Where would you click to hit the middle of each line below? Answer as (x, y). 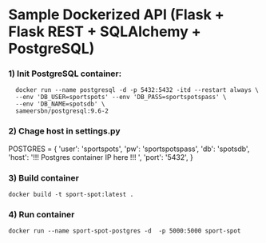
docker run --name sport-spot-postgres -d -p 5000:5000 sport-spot (125, 231)
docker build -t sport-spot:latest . (71, 195)
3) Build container (44, 177)
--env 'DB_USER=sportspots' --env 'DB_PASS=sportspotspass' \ (121, 98)
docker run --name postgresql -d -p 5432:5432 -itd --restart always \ (137, 90)
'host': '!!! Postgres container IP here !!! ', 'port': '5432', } (101, 157)
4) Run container (42, 215)
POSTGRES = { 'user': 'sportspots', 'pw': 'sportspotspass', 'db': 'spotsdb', (129, 149)
